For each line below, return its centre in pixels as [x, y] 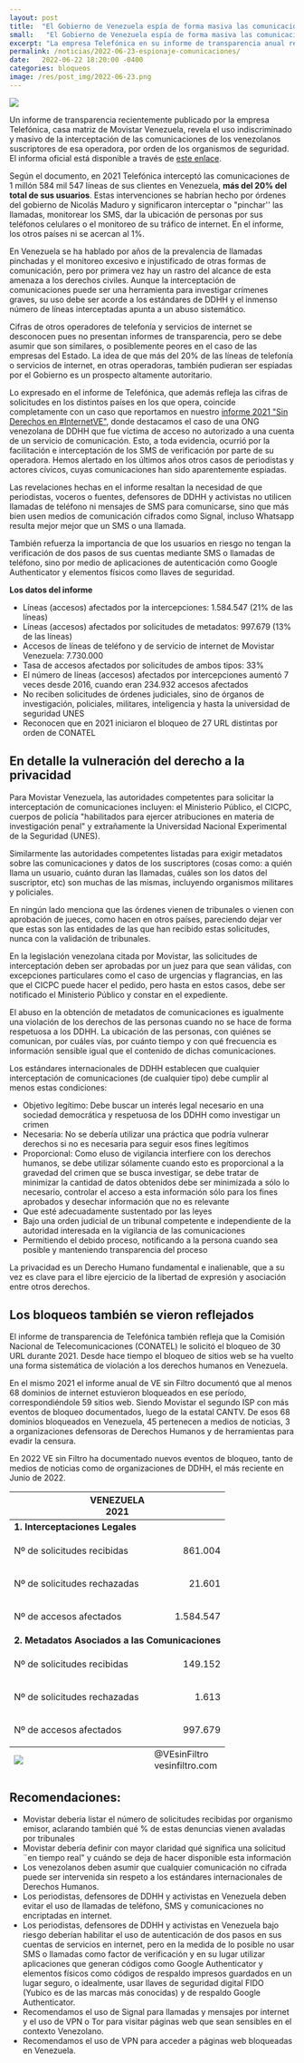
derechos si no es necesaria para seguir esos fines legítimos [135, 1143]
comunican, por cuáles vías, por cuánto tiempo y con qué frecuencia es [143, 1041]
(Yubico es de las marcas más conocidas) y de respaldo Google [141, 1993]
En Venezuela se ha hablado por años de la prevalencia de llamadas [136, 251]
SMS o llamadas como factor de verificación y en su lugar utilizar [143, 1954]
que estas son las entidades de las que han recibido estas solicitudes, [140, 929]
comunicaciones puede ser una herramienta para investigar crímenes [139, 289]
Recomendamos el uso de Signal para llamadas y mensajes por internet [156, 2012]
